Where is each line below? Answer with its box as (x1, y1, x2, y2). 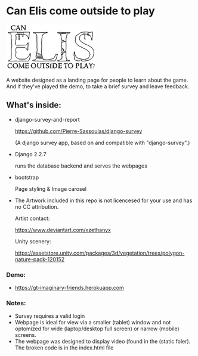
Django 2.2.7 (14, 150, 47, 157)
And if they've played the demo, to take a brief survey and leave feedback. (6, 82, 190, 90)
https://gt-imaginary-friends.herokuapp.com (14, 284, 124, 292)
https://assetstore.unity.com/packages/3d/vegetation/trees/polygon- (14, 249, 185, 256)
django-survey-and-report (14, 116, 81, 123)
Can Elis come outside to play (6, 4, 155, 18)
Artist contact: (14, 215, 50, 222)
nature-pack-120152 (14, 255, 65, 263)
